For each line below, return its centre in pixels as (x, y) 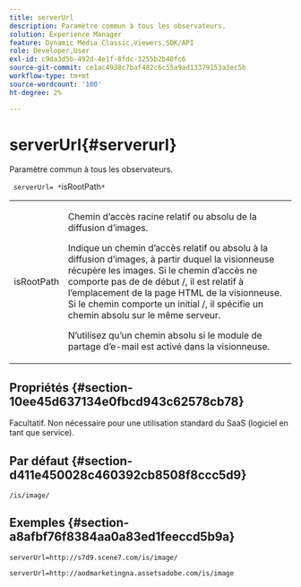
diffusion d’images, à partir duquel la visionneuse (171, 259)
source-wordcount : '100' (56, 84)
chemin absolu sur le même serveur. (144, 315)
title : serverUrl (42, 17)
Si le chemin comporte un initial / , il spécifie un (166, 304)
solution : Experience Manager (66, 34)
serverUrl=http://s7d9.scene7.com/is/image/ (94, 557)
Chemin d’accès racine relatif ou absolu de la (162, 217)
